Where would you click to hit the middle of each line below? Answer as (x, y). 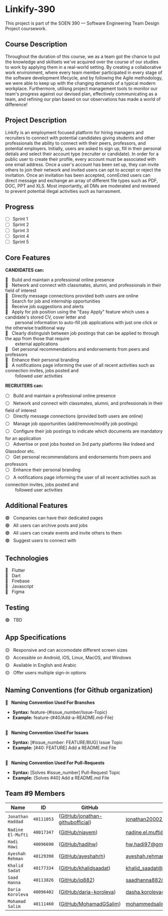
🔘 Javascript (19, 586)
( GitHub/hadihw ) (78, 844)
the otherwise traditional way (35, 328)
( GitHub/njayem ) (78, 833)
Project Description (36, 120)
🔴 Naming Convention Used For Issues (47, 733)
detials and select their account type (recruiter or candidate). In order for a (82, 154)
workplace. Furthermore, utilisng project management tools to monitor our (81, 88)
